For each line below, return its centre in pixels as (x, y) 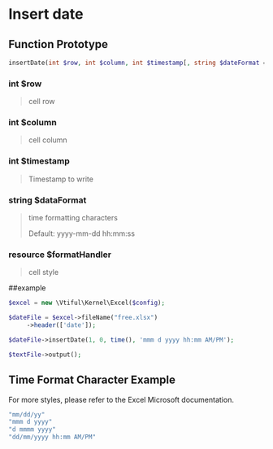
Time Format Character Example (92, 380)
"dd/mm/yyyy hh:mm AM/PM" (52, 437)
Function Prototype (58, 44)
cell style (43, 272)
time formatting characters (73, 218)
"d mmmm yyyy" (32, 429)
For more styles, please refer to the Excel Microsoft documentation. (121, 399)
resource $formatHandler (60, 255)
